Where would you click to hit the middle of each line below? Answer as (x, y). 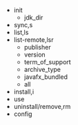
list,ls (21, 32)
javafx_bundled (46, 77)
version (35, 54)
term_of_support (47, 62)
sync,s (23, 25)
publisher (37, 47)
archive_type (42, 69)
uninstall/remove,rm (42, 106)
